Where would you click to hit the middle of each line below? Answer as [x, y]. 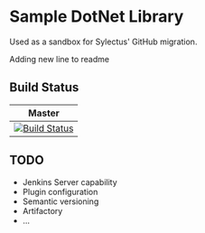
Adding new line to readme [60, 59]
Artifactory [42, 210]
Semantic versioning [61, 201]
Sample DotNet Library [97, 17]
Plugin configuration [60, 191]
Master [44, 113]
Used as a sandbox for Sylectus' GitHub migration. [103, 42]
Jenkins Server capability [70, 182]
